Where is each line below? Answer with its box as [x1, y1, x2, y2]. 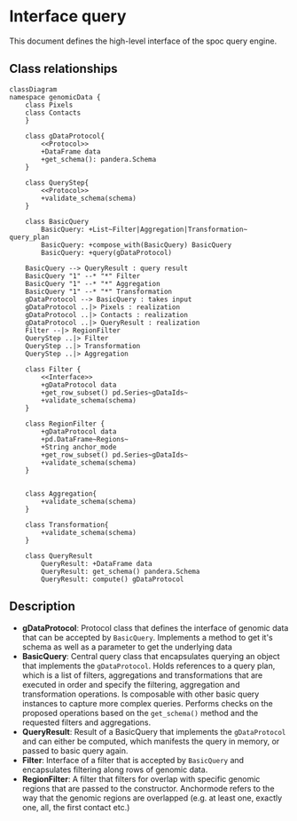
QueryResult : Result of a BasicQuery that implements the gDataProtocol [21, 726, 286, 737]
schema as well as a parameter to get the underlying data [21, 642, 233, 652]
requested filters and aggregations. [21, 717, 152, 728]
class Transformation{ [25, 520, 109, 530]
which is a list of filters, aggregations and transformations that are [21, 669, 263, 681]
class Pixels [25, 100, 74, 109]
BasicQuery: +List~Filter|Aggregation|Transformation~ [41, 225, 248, 234]
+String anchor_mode [41, 442, 117, 451]
